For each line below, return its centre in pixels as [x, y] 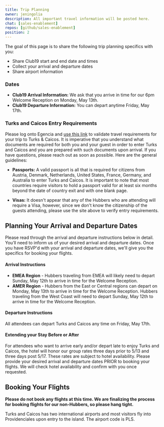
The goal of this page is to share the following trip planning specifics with [79, 46]
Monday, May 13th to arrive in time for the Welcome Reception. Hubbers [85, 291]
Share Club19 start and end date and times [55, 61]
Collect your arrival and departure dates [52, 66]
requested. [16, 372]
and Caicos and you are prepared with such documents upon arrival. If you [81, 150]
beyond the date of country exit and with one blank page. [70, 190]
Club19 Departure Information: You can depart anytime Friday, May [81, 106]
